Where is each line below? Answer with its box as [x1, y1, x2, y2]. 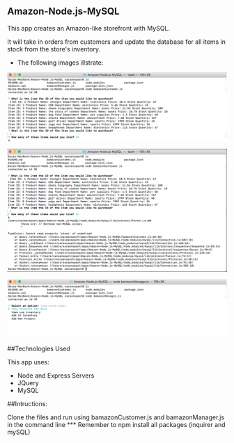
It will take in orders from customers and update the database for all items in [7, 38, 226, 46]
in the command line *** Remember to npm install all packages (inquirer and [7, 420, 226, 428]
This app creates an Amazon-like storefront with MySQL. [7, 24, 171, 32]
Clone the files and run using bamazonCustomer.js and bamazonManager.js [7, 413, 225, 421]
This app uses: [7, 357, 50, 366]
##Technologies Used [7, 344, 71, 353]
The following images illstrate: [17, 58, 104, 67]
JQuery [17, 378, 40, 387]
